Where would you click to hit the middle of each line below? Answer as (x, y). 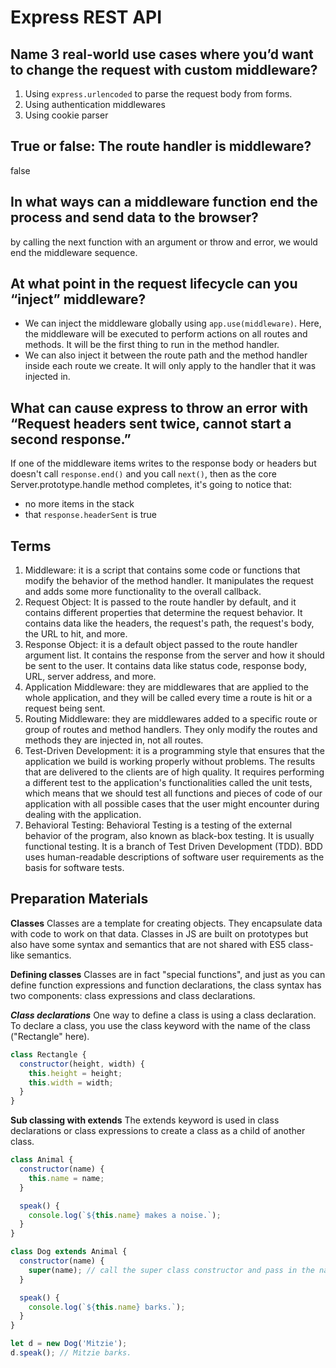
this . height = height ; (75, 1073)
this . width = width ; (71, 1082)
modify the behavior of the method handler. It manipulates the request (169, 581)
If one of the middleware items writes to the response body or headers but (163, 463)
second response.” (71, 439)
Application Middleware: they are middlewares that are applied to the (166, 687)
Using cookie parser (66, 115)
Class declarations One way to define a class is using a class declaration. (163, 1015)
